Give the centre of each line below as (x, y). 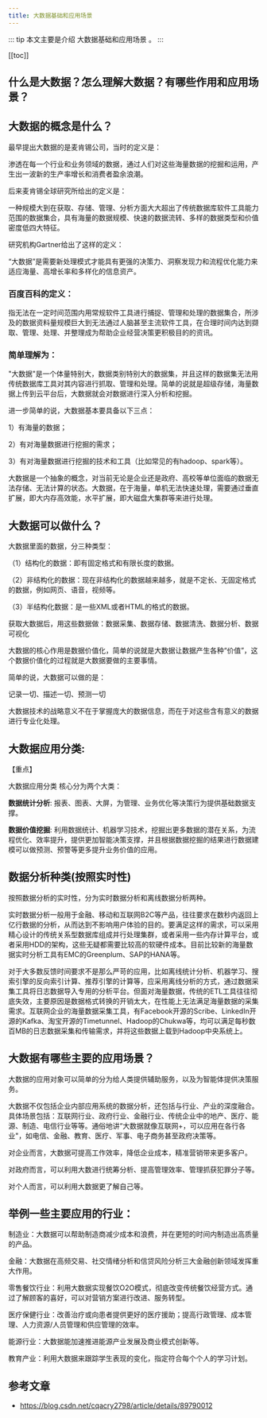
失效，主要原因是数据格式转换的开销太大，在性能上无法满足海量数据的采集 (137, 1001)
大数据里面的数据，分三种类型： (60, 546)
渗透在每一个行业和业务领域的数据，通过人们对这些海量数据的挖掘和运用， (130, 164)
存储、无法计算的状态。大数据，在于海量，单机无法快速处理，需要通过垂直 (137, 488)
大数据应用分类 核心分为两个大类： (65, 786)
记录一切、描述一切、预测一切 (57, 694)
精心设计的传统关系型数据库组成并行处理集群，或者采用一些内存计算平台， (130, 934)
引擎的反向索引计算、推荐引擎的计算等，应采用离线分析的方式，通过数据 (133, 981)
